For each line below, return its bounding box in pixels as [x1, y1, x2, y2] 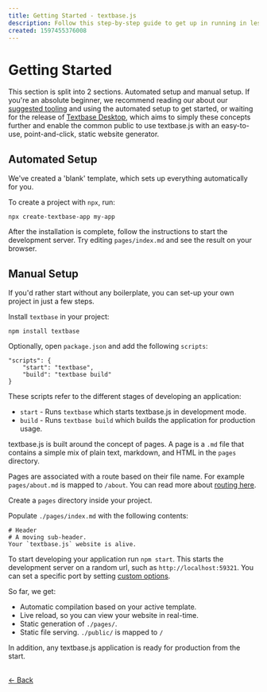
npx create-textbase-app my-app [8, 213, 115, 221]
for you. [8, 182, 34, 192]
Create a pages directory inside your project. [8, 495, 153, 505]
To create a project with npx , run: [8, 197, 115, 207]
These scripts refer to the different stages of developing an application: [8, 391, 242, 401]
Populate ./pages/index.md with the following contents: [8, 510, 189, 520]
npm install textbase [8, 327, 80, 335]
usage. [19, 424, 43, 433]
